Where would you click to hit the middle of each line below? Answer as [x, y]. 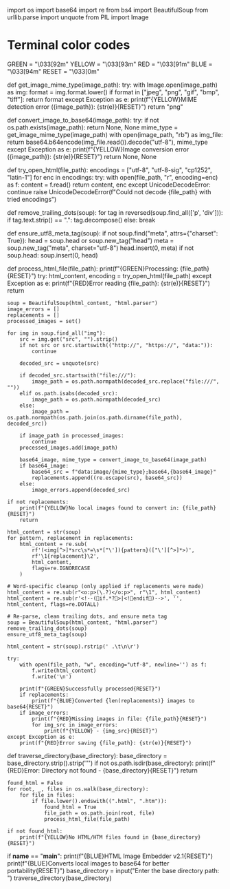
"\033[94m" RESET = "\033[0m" [53, 71]
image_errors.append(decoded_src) [81, 490]
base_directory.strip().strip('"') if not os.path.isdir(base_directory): [101, 763]
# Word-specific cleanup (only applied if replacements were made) [106, 586]
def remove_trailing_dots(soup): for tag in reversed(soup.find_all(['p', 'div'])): [115, 212]
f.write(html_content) [64, 671]
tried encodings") [32, 199]
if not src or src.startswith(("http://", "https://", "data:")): [116, 345]
